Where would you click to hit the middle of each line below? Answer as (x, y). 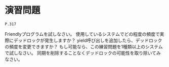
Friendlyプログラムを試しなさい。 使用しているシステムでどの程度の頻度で (82, 34)
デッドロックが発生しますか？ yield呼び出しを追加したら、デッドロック (88, 40)
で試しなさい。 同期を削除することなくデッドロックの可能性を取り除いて (81, 53)
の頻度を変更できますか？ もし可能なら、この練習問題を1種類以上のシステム (84, 46)
